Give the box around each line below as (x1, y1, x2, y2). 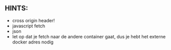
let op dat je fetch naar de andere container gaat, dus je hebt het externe (12, 33, 166, 39)
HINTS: (5, 4, 29, 13)
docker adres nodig (12, 39, 54, 45)
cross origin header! (12, 17, 55, 23)
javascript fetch (12, 23, 46, 29)
